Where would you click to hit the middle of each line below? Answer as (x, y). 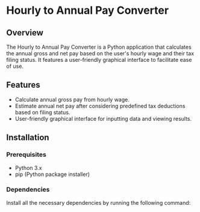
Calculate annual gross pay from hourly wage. (72, 99)
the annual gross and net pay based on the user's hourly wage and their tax (100, 53)
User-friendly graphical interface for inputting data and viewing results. (103, 118)
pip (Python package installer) (52, 174)
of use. (15, 66)
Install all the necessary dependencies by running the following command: (98, 202)
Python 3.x (28, 168)
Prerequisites (26, 155)
